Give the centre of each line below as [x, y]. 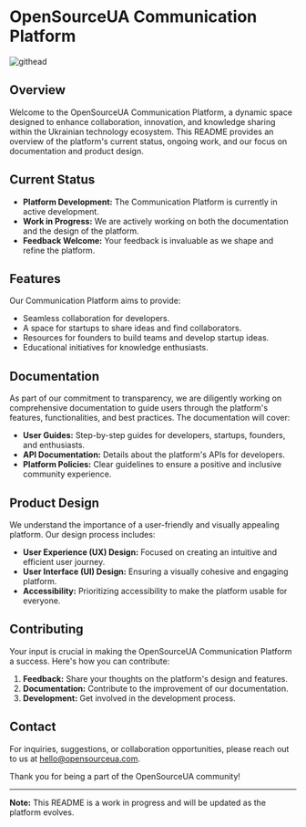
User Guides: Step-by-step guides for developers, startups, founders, [154, 435]
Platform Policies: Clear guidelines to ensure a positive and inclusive [152, 465]
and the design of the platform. [81, 231]
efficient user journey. [64, 562]
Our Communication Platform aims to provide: [95, 301]
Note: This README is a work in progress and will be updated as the [138, 802]
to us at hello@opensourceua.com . [75, 759]
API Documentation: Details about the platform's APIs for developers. [153, 455]
